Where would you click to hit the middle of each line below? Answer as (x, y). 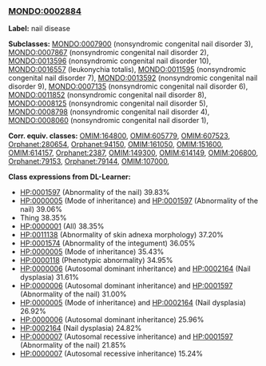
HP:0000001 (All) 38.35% (62, 226)
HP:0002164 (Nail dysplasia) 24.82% (81, 328)
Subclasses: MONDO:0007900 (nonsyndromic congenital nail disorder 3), (131, 44)
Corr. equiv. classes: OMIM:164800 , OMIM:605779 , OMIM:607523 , (119, 136)
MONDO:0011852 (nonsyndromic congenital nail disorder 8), (107, 95)
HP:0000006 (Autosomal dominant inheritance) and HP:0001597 (126, 286)
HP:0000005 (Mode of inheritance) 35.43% (92, 252)
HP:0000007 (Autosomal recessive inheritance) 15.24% (111, 354)
